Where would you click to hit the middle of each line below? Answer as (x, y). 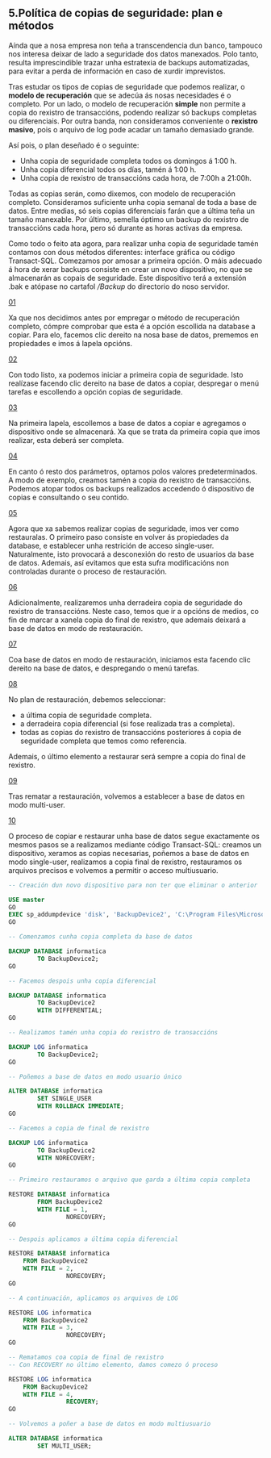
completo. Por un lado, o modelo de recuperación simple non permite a (127, 103)
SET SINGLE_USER (65, 1099)
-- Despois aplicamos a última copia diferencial (94, 1239)
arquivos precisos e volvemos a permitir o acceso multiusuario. (114, 870)
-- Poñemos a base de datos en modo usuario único (95, 1076)
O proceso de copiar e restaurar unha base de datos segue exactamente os (134, 836)
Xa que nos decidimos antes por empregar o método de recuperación (124, 317)
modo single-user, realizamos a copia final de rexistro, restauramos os (125, 862)
